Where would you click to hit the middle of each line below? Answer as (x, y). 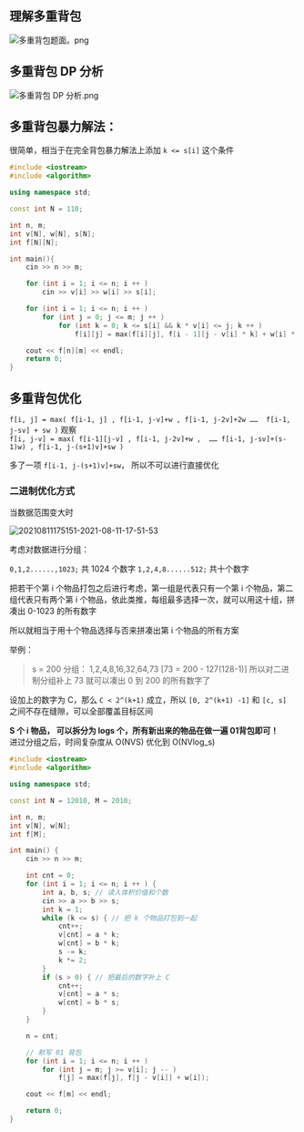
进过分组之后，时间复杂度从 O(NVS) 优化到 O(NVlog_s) (112, 742)
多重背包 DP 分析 (56, 72)
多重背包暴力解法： (63, 127)
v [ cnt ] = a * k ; (89, 935)
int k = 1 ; (63, 910)
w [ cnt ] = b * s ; (89, 1003)
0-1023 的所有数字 (62, 611)
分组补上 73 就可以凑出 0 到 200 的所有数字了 (125, 681)
